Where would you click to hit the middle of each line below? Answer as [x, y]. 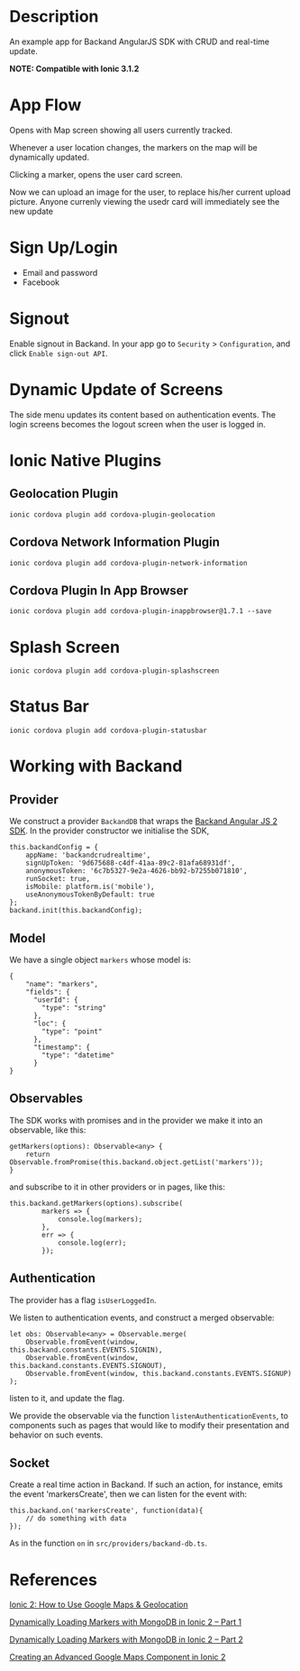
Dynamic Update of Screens [116, 389]
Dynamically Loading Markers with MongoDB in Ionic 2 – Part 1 [126, 1622]
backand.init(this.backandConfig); [76, 911]
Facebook [41, 282]
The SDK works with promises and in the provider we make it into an [136, 1120]
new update [32, 211]
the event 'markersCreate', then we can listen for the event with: [128, 1494]
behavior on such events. [56, 1435]
